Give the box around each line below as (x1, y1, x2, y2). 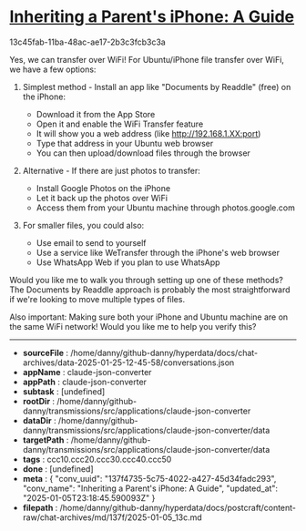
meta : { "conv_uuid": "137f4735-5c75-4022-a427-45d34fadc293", (22, 473, 277, 484)
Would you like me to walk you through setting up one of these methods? (9, 274, 284, 285)
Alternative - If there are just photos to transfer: (22, 165, 200, 176)
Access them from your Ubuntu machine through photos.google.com (36, 202, 296, 213)
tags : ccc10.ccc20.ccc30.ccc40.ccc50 (22, 454, 172, 465)
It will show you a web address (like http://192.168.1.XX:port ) (36, 128, 261, 138)
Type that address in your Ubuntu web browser (36, 138, 214, 148)
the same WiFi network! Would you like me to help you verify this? (9, 321, 257, 332)
